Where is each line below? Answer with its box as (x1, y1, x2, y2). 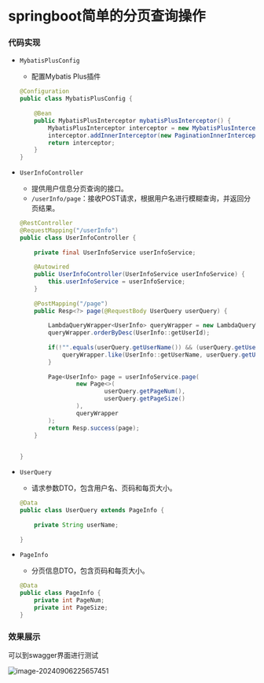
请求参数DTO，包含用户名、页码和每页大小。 (31, 483, 177, 493)
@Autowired (34, 263, 70, 271)
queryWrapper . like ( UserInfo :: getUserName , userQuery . (61, 351, 242, 359)
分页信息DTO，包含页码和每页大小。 (31, 566, 149, 575)
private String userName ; (34, 521, 119, 529)
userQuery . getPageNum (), (104, 387, 186, 396)
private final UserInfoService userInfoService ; (34, 249, 196, 257)
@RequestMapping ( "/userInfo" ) (19, 227, 119, 234)
